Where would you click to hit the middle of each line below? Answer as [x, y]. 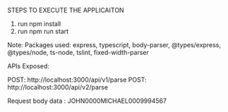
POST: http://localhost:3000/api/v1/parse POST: [77, 80]
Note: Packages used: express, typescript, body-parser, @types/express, [114, 45]
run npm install [39, 24]
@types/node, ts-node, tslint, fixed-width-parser [78, 52]
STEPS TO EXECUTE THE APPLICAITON [66, 10]
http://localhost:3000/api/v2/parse [58, 87]
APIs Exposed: [28, 66]
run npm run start [43, 31]
